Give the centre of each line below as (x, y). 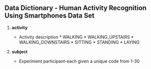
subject (20, 51)
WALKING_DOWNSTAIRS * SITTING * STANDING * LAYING (79, 42)
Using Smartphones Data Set (50, 16)
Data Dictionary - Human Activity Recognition (76, 8)
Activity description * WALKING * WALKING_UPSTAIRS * (76, 37)
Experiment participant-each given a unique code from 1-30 (79, 61)
